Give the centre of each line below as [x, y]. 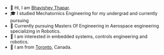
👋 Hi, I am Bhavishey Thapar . [40, 8]
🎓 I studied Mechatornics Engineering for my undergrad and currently [84, 13]
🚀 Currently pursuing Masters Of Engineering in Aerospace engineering [85, 26]
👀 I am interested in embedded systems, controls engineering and [79, 36]
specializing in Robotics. [35, 31]
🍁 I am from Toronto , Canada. [41, 47]
